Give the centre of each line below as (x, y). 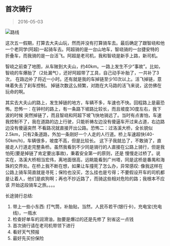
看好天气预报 (26, 232)
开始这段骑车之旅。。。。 (34, 185)
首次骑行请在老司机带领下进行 (44, 225)
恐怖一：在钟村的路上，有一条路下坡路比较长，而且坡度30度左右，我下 (88, 109)
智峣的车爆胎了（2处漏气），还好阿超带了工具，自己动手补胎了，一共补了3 (82, 73)
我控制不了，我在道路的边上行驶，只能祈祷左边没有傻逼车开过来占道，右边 (83, 121)
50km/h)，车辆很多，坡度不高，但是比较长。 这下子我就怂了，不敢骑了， (81, 140)
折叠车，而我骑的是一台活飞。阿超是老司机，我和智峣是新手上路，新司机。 (83, 55)
